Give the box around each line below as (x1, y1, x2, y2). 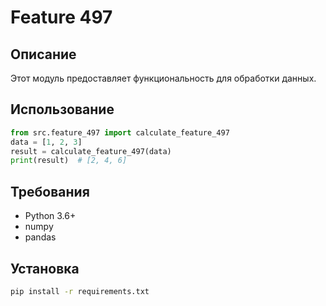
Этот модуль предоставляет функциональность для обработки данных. (10, 72, 317, 84)
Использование (10, 101, 115, 118)
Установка (10, 260, 80, 277)
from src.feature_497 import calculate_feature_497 (10, 127, 230, 138)
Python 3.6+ (24, 210, 77, 222)
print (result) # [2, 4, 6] (10, 156, 128, 166)
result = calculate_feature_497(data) (10, 146, 172, 156)
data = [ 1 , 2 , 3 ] (10, 137, 83, 147)
